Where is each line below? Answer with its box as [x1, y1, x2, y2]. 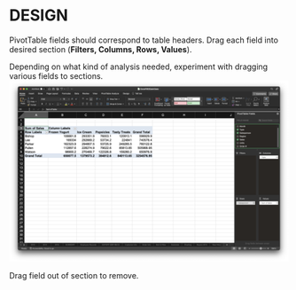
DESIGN [9, 5, 68, 26]
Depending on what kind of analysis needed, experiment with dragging [9, 61, 269, 72]
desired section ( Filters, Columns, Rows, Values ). [9, 43, 192, 54]
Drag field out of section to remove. [9, 270, 139, 280]
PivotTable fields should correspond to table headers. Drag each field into [9, 35, 279, 45]
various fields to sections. [9, 70, 104, 81]
